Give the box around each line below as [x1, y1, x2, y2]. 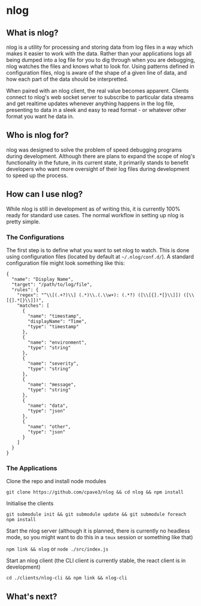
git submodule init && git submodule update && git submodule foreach [6, 512, 187, 518]
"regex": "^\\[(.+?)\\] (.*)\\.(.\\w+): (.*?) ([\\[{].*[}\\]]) [17, 292, 181, 298]
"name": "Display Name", [11, 276, 74, 282]
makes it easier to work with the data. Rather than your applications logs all [6, 50, 192, 57]
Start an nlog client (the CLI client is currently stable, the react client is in [6, 557, 186, 564]
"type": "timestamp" [28, 323, 79, 330]
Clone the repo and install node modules [6, 478, 107, 485]
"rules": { [11, 286, 39, 292]
